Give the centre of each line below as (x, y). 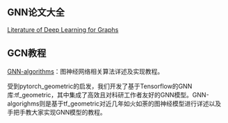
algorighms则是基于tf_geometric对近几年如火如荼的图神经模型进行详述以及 (114, 104)
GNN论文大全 (36, 13)
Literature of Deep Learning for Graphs (63, 29)
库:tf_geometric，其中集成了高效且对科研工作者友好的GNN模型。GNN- (108, 95)
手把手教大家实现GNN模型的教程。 (57, 112)
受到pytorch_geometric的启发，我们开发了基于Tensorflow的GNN (100, 86)
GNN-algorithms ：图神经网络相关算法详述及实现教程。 (85, 71)
